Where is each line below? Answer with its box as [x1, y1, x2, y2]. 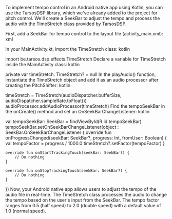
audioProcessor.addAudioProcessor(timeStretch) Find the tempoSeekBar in [5, 103, 165, 109]
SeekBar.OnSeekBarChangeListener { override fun [5, 129, 112, 135]
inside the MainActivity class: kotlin [5, 62, 80, 67]
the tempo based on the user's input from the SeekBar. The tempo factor [5, 197, 159, 203]
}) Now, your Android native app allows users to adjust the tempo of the [5, 186, 157, 192]
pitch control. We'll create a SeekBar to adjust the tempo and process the [5, 15, 160, 21]
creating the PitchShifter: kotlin [5, 82, 71, 88]
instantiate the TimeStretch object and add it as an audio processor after [5, 77, 159, 83]
